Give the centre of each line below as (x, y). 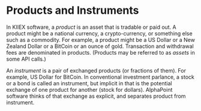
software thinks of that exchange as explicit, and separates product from (96, 96)
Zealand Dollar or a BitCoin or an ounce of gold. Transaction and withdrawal (100, 46)
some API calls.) (26, 59)
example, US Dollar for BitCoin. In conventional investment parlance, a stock (100, 77)
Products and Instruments (73, 10)
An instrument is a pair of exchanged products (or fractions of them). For (96, 70)
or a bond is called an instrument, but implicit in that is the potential (89, 83)
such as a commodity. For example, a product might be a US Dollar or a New (100, 40)
